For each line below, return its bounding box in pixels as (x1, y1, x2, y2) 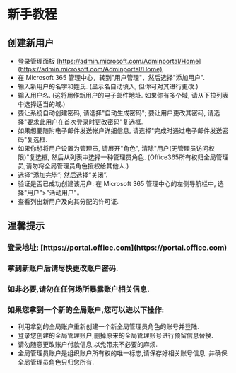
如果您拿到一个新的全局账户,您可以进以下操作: (7, 305, 165, 315)
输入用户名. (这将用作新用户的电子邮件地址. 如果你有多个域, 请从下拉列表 (17, 91, 229, 99)
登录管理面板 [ (17, 57, 59, 65)
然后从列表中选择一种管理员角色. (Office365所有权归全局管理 (51, 153, 229, 161)
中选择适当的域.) (17, 100, 66, 108)
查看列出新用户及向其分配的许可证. (17, 197, 119, 205)
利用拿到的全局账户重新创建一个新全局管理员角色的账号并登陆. (17, 323, 199, 331)
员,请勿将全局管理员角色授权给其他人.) (17, 162, 129, 170)
